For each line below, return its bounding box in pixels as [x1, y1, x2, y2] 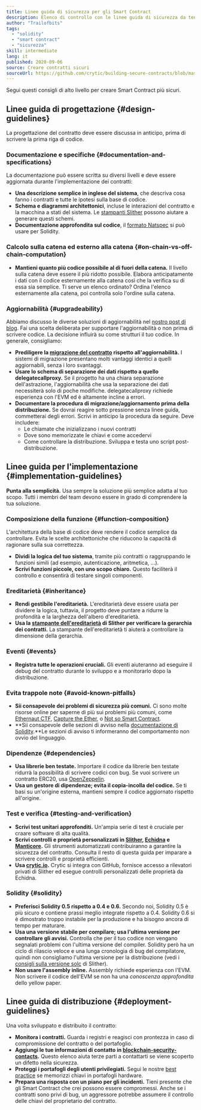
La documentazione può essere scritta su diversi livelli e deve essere [6, 172, 176, 179]
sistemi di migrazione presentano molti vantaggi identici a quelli [14, 355, 172, 362]
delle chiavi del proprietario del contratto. [14, 1097, 117, 1104]
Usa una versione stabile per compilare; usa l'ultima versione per [14, 928, 181, 935]
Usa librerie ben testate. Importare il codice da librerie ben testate [14, 763, 179, 770]
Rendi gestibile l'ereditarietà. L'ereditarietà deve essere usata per [14, 600, 179, 607]
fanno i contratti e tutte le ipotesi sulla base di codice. [14, 196, 147, 203]
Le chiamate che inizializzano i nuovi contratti [23, 425, 136, 432]
